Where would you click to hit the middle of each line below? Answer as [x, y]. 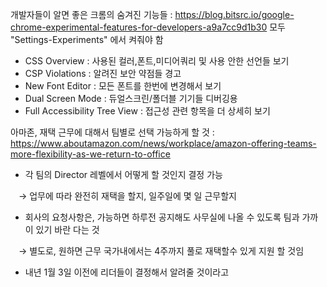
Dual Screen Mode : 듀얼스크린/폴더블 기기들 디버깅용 [131, 98]
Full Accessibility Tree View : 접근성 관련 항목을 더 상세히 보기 [147, 111]
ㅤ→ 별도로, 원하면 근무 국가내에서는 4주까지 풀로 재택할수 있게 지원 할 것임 [157, 251]
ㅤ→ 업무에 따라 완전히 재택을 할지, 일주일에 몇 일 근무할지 [123, 196]
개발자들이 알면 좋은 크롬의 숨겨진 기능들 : [91, 14]
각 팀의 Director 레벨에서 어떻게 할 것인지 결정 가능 [123, 174]
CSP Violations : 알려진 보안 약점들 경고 [103, 73]
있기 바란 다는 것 [67, 229]
